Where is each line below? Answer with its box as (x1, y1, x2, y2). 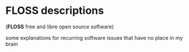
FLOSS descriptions (5, 4, 104, 17)
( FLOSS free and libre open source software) (5, 23, 114, 30)
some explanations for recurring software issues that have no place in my (5, 34, 183, 41)
